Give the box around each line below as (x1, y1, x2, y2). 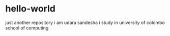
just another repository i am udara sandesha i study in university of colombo (5, 19, 165, 25)
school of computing (5, 24, 49, 30)
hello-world (5, 3, 56, 14)
